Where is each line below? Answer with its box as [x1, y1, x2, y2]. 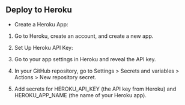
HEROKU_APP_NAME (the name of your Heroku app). [14, 91, 147, 98]
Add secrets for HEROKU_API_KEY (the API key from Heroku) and [14, 85, 177, 92]
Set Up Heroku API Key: [14, 44, 73, 51]
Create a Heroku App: [14, 20, 68, 28]
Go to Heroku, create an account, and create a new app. [14, 32, 154, 40]
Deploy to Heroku [5, 5, 73, 15]
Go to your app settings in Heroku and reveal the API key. [14, 55, 157, 62]
